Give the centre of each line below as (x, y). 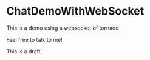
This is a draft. (24, 51)
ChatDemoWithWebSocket (75, 11)
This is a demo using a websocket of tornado (63, 28)
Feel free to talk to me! (34, 39)
